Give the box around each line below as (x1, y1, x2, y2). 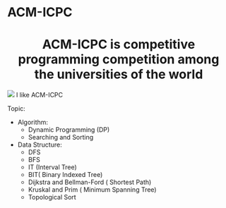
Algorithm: (17, 118, 48, 127)
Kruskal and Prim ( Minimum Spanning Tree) (28, 185, 157, 194)
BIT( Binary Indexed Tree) (28, 171, 103, 179)
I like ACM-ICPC (16, 91, 64, 99)
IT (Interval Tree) (28, 163, 78, 171)
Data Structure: (17, 140, 62, 149)
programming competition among (18, 51, 220, 68)
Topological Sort (28, 193, 76, 202)
